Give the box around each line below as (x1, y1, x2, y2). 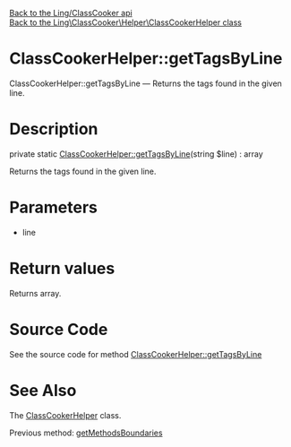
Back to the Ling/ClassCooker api (9, 8, 133, 18)
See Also (9, 380, 77, 400)
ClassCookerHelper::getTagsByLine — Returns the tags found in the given (9, 78, 282, 89)
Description (9, 119, 98, 140)
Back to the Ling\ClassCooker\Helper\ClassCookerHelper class (9, 17, 242, 28)
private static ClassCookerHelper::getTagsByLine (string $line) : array (9, 148, 264, 159)
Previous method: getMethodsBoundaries (9, 427, 163, 438)
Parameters (9, 197, 98, 218)
